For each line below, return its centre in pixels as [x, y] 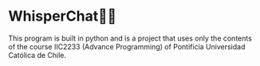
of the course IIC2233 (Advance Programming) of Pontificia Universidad [127, 46]
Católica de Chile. [37, 55]
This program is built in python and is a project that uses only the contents [130, 38]
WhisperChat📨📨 [63, 16]
